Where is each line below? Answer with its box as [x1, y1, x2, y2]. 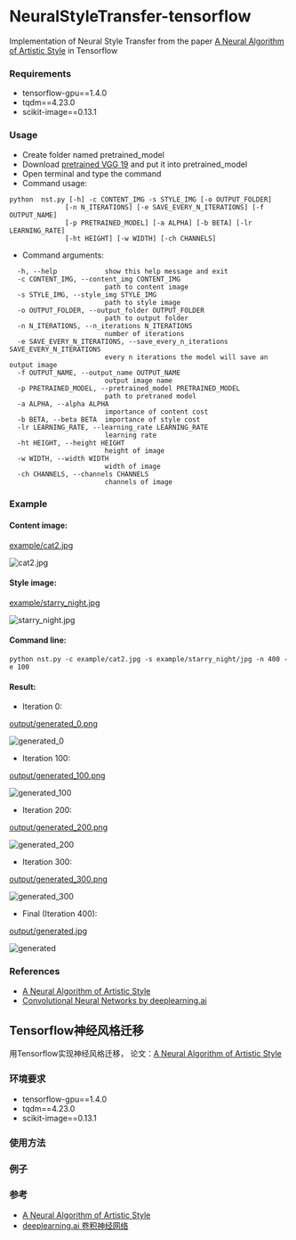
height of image [104, 446, 165, 456]
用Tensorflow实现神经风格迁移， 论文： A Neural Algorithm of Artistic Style [9, 1048, 282, 1059]
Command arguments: [21, 250, 104, 260]
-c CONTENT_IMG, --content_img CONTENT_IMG [17, 275, 180, 283]
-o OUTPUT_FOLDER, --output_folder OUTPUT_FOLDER [17, 306, 204, 315]
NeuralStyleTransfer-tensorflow [9, 6, 252, 27]
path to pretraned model [104, 391, 197, 400]
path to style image [104, 298, 180, 307]
